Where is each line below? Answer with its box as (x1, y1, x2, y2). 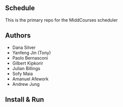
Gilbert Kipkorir (12, 60, 43, 66)
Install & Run (5, 96, 44, 104)
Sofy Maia (12, 71, 33, 76)
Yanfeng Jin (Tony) (12, 49, 51, 56)
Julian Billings (12, 65, 40, 71)
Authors (5, 32, 31, 40)
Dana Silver (12, 44, 36, 50)
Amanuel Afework (12, 76, 49, 82)
